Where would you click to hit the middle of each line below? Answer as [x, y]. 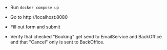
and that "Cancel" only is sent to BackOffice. [57, 42]
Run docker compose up [34, 7]
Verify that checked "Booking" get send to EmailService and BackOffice [86, 37]
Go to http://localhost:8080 [39, 17]
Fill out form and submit [35, 27]
